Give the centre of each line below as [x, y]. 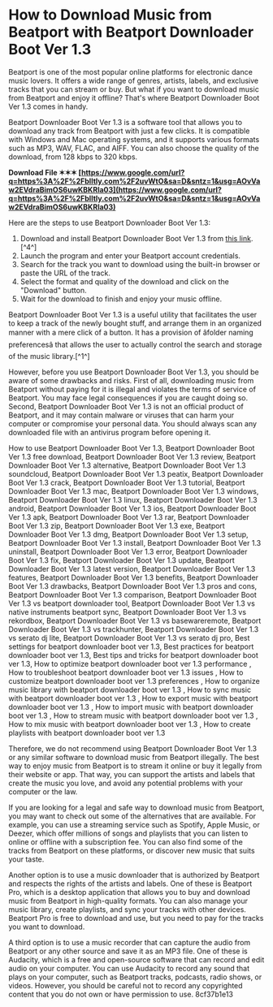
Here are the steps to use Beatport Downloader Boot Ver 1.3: [110, 223]
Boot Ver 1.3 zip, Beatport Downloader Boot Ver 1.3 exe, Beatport [117, 525]
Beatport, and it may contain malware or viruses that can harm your [121, 415]
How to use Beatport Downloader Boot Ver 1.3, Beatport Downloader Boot [132, 447]
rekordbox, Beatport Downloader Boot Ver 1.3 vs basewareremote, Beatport [135, 620]
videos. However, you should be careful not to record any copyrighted [126, 985]
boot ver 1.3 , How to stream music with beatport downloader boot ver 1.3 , [133, 715]
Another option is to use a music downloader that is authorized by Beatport [134, 875]
